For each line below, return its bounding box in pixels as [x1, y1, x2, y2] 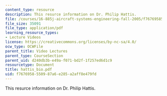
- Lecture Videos [5, 35, 41, 40]
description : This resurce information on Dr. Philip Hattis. [5, 12, 137, 17]
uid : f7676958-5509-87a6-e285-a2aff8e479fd [5, 72, 97, 77]
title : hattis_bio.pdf [5, 67, 52, 72]
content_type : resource [5, 7, 55, 12]
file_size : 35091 [5, 21, 41, 26]
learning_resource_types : [5, 30, 59, 35]
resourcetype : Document [5, 62, 55, 67]
